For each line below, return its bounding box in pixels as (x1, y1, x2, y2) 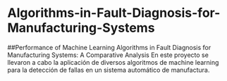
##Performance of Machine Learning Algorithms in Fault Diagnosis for (7, 43, 211, 51)
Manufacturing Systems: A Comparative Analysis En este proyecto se (7, 51, 209, 59)
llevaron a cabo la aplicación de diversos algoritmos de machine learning (7, 58, 219, 66)
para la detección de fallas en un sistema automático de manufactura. (7, 66, 210, 74)
